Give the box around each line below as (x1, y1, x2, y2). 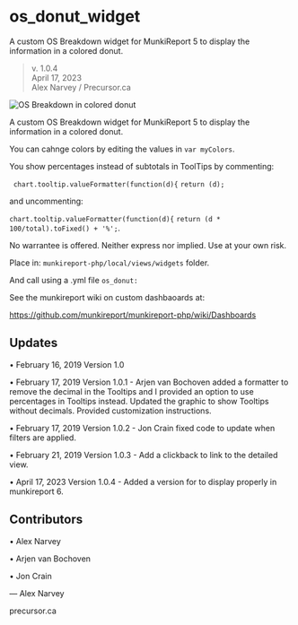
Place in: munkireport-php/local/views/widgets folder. (9, 257, 210, 268)
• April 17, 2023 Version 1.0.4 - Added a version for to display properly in (9, 476, 277, 487)
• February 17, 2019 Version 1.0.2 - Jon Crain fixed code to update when (9, 422, 276, 433)
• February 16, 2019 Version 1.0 (9, 359, 125, 369)
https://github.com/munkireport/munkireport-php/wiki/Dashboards (9, 309, 257, 320)
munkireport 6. (9, 486, 65, 497)
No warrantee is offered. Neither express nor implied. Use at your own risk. (9, 239, 287, 250)
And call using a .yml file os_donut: (9, 274, 138, 285)
